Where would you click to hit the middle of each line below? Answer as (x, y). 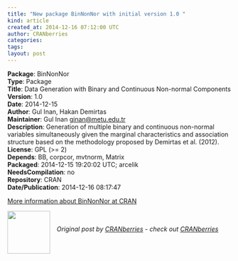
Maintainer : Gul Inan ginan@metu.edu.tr (66, 119)
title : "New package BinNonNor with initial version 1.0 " (97, 14)
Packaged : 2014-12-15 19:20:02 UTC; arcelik (73, 164)
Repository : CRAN (34, 179)
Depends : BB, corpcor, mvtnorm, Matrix (66, 156)
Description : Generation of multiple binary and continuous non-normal (111, 127)
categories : (25, 41)
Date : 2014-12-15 (33, 104)
